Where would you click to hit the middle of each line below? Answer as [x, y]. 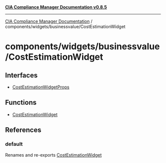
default [14, 144]
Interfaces [21, 75]
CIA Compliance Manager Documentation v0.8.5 [56, 7]
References [23, 130]
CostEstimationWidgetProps [41, 87]
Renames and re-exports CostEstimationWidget [54, 155]
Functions [21, 102]
